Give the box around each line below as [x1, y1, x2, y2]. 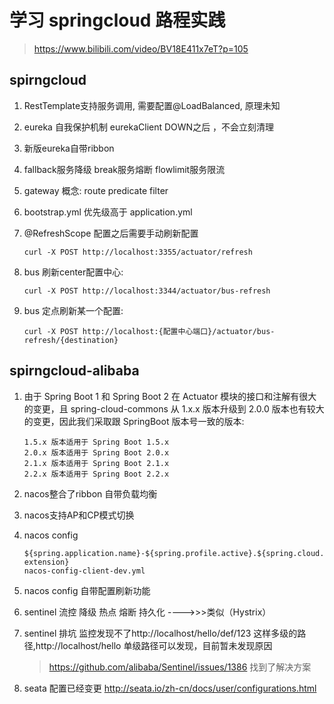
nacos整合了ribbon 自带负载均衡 [23, 487, 158, 500]
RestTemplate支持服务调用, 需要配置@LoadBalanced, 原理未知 [23, 99, 281, 111]
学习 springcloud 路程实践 [9, 9, 226, 32]
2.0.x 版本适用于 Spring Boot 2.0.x [23, 447, 170, 458]
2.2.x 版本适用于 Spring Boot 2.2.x [23, 469, 170, 479]
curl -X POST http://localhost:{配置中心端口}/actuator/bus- [23, 326, 276, 336]
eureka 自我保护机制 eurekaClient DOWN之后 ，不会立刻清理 [23, 121, 275, 133]
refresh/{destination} [23, 335, 119, 345]
